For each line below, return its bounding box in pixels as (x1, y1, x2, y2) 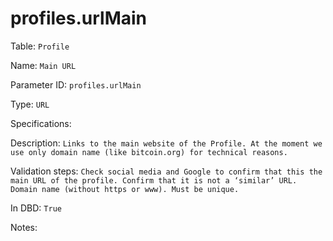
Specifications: (10, 117, 72, 129)
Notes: (10, 221, 38, 233)
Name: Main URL (10, 59, 77, 71)
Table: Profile (10, 40, 70, 52)
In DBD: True (10, 202, 62, 214)
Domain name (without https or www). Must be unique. (10, 184, 240, 194)
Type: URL (10, 98, 50, 110)
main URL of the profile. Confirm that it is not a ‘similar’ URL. (10, 175, 298, 186)
